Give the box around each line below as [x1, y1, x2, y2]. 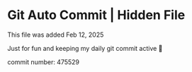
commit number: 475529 [7, 57, 80, 66]
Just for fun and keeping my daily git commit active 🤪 [7, 44, 163, 52]
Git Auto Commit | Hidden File [7, 7, 186, 23]
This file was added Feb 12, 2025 [7, 30, 104, 39]
